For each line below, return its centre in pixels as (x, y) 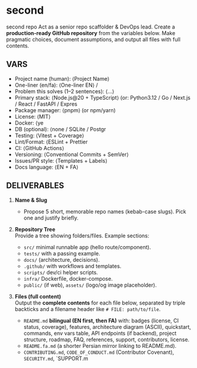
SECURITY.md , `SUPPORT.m (56, 358)
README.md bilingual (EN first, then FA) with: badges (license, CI (101, 321)
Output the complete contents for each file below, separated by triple (100, 303)
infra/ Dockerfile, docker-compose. (68, 278)
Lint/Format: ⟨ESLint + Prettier (51, 142)
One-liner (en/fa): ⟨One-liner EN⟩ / (56, 85)
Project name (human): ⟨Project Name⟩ (62, 78)
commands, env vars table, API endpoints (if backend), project (100, 333)
